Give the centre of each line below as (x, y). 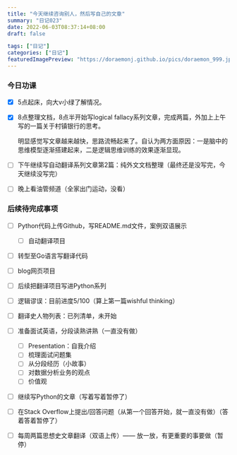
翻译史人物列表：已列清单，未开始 (67, 316)
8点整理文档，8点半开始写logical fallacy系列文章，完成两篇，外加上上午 (122, 117)
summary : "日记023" (35, 20)
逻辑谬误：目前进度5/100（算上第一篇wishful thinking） (98, 301)
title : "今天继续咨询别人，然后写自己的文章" (66, 14)
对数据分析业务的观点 (59, 372)
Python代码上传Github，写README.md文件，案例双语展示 (102, 225)
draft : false (26, 34)
